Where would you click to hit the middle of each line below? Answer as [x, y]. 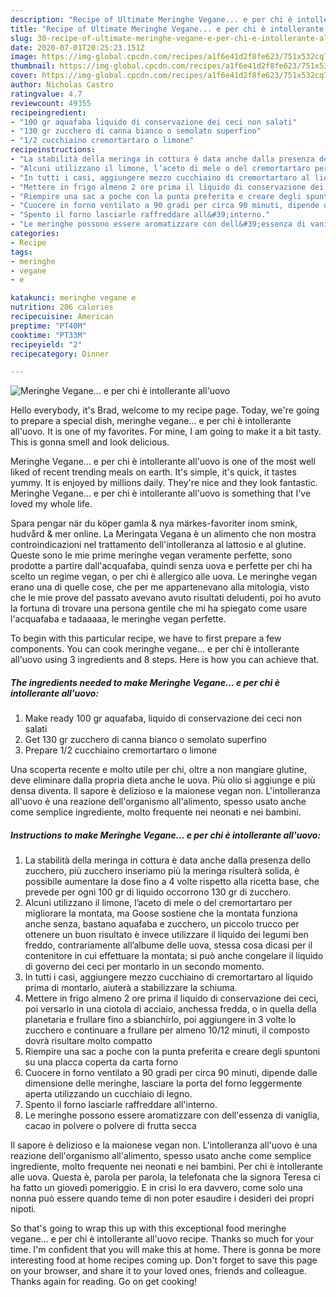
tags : [21, 252]
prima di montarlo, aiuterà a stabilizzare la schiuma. [131, 988]
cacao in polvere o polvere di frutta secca [110, 1126]
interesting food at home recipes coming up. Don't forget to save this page [164, 1260]
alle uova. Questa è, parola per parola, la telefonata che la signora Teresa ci [165, 1177]
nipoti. [23, 1209]
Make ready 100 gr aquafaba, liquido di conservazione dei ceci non [163, 718]
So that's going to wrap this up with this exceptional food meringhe [148, 1228]
